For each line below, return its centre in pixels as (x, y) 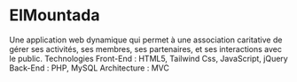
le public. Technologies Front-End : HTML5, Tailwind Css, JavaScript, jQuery (148, 58)
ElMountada (55, 15)
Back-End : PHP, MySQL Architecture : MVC (90, 68)
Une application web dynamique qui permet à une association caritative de (146, 40)
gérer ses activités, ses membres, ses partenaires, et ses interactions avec (145, 48)
